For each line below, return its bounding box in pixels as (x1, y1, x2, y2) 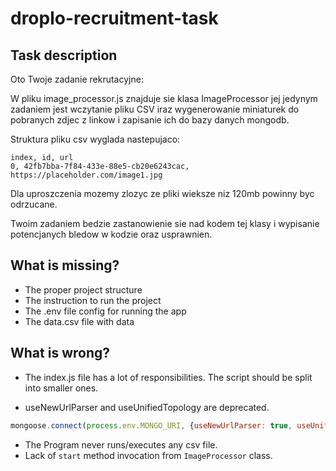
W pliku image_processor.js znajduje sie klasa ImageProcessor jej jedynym (10, 93, 318, 104)
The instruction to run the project (24, 294, 162, 306)
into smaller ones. (24, 382, 99, 394)
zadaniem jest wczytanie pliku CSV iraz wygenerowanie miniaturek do (10, 103, 300, 115)
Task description (10, 47, 118, 64)
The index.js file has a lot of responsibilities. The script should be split (24, 371, 313, 383)
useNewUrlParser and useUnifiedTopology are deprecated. (24, 401, 270, 413)
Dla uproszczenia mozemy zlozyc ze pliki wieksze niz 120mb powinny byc (10, 188, 315, 199)
